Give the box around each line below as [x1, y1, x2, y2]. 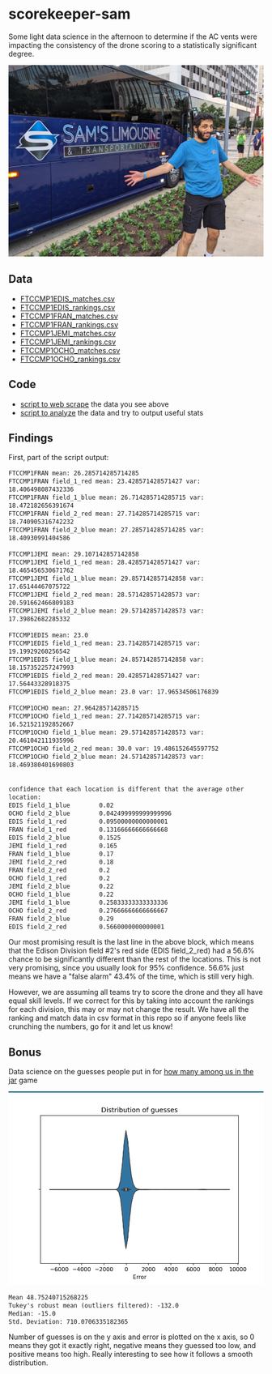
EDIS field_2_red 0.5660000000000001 [8, 923, 164, 932]
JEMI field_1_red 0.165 [8, 842, 117, 851]
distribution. [8, 1358, 49, 1368]
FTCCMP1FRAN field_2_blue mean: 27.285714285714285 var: [8, 526, 205, 535]
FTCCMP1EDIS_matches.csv [19, 293, 116, 304]
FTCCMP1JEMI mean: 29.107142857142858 [8, 550, 139, 559]
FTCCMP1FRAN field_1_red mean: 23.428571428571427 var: [8, 477, 201, 486]
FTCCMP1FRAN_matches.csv [19, 311, 119, 321]
